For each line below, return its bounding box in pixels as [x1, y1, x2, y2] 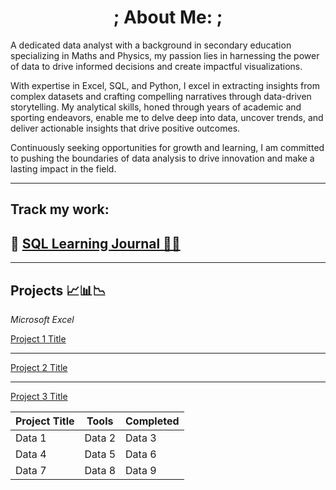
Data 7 [15, 463, 47, 477]
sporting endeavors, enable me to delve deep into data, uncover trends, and [10, 111, 324, 123]
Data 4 [15, 447, 47, 461]
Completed [125, 414, 180, 428]
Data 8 [84, 463, 117, 477]
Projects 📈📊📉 [10, 282, 107, 299]
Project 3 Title [10, 390, 68, 402]
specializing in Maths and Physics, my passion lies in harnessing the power [10, 49, 320, 61]
